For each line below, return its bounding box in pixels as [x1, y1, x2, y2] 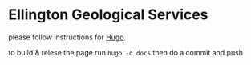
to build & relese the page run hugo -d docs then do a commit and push [8, 47, 243, 57]
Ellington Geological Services [8, 6, 208, 24]
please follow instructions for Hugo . [8, 32, 127, 42]
